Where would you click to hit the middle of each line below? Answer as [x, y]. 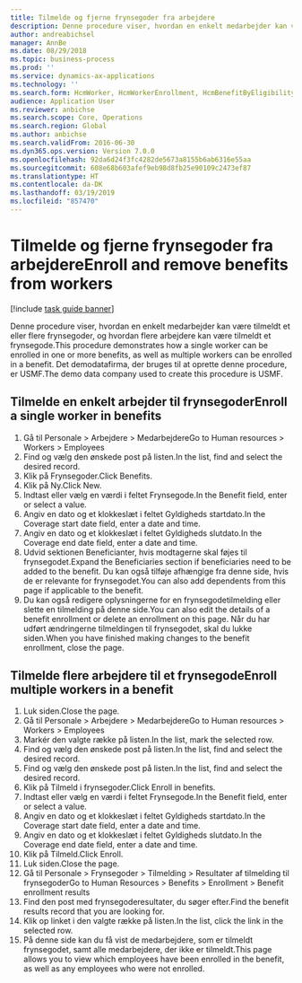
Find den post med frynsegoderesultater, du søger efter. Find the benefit [156, 902]
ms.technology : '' [44, 84]
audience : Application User [63, 101]
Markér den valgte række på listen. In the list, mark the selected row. [148, 740]
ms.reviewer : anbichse [52, 110]
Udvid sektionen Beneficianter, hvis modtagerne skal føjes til [135, 552]
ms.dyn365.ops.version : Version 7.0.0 [82, 151]
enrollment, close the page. [73, 647]
